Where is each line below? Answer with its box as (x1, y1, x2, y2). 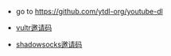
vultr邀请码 (15, 23, 52, 32)
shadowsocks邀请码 (15, 39, 83, 49)
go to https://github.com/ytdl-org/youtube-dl (15, 7, 163, 16)
